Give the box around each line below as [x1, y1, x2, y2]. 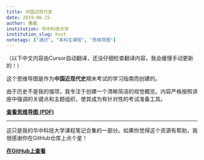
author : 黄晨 [6, 20, 38, 26]
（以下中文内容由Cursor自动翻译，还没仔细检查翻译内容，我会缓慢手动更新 [6, 55, 194, 61]
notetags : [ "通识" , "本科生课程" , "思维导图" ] [6, 37, 117, 43]
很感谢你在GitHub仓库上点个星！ [6, 135, 88, 141]
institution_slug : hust [6, 32, 67, 38]
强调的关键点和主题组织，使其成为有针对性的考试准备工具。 [16, 95, 166, 102]
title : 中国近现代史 [6, 8, 53, 15]
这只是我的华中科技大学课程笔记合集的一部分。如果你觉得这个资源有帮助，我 [6, 127, 198, 134]
